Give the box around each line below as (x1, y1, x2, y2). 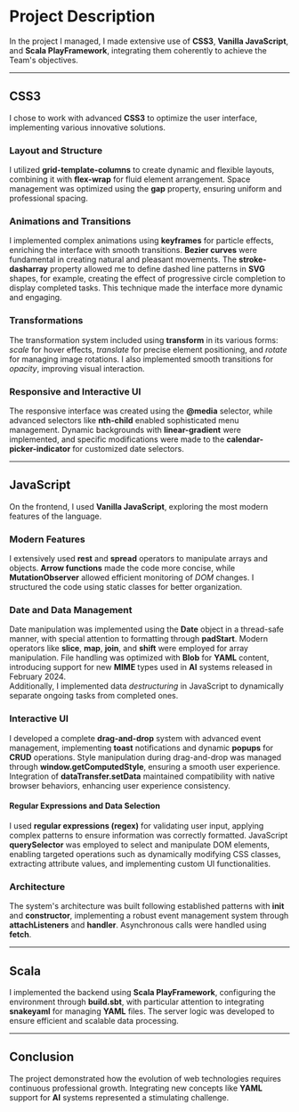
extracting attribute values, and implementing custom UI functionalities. (9, 858, 271, 869)
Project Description (9, 6, 156, 27)
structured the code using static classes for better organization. (9, 582, 243, 593)
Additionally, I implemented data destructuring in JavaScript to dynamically (9, 681, 285, 691)
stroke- (238, 254, 267, 265)
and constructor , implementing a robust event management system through (9, 911, 289, 921)
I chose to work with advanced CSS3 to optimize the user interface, (9, 112, 258, 123)
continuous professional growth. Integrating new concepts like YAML (9, 1083, 263, 1093)
